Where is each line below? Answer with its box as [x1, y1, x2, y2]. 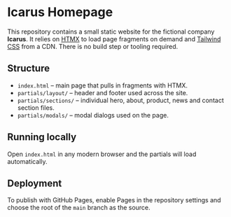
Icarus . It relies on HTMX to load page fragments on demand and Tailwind [7, 34, 221, 43]
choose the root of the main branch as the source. [7, 204, 150, 212]
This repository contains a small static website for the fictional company [7, 27, 215, 36]
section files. [17, 103, 55, 112]
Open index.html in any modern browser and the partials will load [7, 150, 197, 158]
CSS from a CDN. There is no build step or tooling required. [7, 42, 178, 50]
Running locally [7, 131, 77, 143]
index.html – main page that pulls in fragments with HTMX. [17, 81, 188, 90]
